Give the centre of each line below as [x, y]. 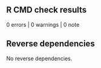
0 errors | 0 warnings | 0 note [43, 24]
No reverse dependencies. [39, 58]
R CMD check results [47, 10]
